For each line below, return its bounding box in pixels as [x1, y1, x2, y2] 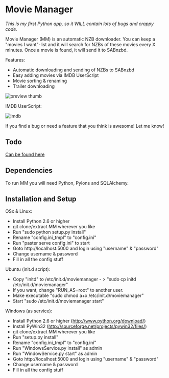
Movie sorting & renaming [12, 77, 67, 84]
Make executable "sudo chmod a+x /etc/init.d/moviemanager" [12, 292, 144, 299]
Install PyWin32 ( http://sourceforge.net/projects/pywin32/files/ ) [12, 323, 147, 329]
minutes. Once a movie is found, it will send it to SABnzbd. [5, 47, 128, 53]
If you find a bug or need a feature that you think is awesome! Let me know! [5, 123, 164, 129]
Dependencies [5, 166, 53, 175]
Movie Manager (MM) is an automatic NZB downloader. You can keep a [5, 36, 156, 42]
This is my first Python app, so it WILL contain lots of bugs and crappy [5, 21, 154, 27]
